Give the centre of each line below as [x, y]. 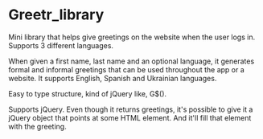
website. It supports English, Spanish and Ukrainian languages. [113, 78]
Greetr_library [56, 15]
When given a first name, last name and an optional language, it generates [131, 61]
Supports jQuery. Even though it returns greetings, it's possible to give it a [131, 109]
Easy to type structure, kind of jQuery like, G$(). [88, 93]
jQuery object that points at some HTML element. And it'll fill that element [130, 117]
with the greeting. [37, 126]
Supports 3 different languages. [61, 45]
